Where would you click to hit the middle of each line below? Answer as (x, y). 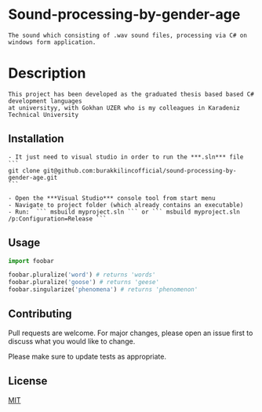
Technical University (44, 115)
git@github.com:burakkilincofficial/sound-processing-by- (140, 170)
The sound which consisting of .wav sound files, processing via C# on (127, 35)
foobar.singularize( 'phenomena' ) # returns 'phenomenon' (103, 290)
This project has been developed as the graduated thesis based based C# (131, 94)
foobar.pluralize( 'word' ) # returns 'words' (82, 275)
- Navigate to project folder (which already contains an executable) (126, 205)
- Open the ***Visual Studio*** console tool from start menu (112, 198)
